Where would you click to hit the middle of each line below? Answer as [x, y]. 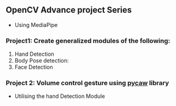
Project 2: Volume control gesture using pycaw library [87, 83]
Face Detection [34, 67]
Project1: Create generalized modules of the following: [88, 40]
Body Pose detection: [42, 61]
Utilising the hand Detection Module [60, 96]
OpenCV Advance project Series [69, 10]
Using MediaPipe [36, 25]
